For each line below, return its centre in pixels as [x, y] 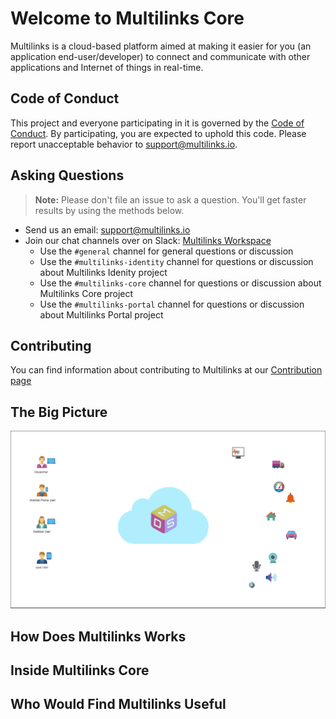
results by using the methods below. [109, 210]
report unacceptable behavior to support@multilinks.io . [124, 144]
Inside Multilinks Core [80, 670]
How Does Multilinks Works [98, 636]
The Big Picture [59, 412]
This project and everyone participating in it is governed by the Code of [157, 123]
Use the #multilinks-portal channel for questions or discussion [172, 304]
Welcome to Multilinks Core [127, 18]
